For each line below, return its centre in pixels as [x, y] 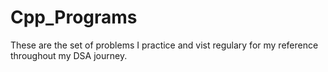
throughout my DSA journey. [69, 55]
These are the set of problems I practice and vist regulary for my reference [164, 45]
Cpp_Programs [74, 17]
